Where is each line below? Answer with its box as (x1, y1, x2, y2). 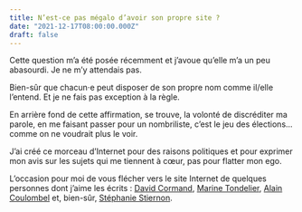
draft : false (9, 30, 59, 39)
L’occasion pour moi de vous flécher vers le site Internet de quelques (9, 173, 267, 184)
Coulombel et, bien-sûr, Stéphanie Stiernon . (9, 192, 174, 204)
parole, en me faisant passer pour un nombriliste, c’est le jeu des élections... (9, 119, 293, 130)
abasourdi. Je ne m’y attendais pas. (9, 64, 143, 75)
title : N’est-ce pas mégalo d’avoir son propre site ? (9, 13, 221, 23)
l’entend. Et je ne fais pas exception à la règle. (9, 92, 181, 102)
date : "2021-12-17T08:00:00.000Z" (9, 22, 140, 31)
